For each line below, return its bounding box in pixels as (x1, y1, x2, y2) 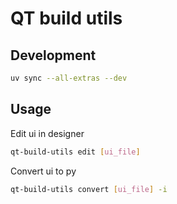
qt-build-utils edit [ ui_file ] (10, 147, 141, 157)
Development (10, 47, 97, 64)
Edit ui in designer (10, 127, 85, 139)
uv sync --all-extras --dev (10, 73, 128, 83)
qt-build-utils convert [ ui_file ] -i (10, 184, 168, 194)
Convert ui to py (10, 165, 77, 177)
